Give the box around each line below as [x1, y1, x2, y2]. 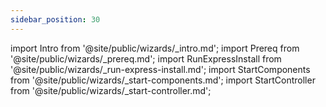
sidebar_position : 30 [10, 14, 101, 25]
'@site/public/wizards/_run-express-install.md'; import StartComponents [10, 63, 311, 75]
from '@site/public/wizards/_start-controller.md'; [10, 84, 212, 96]
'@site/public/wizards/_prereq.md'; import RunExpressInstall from [10, 52, 282, 65]
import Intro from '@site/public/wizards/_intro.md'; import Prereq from [10, 42, 300, 54]
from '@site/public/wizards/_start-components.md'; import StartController [10, 74, 316, 86]
